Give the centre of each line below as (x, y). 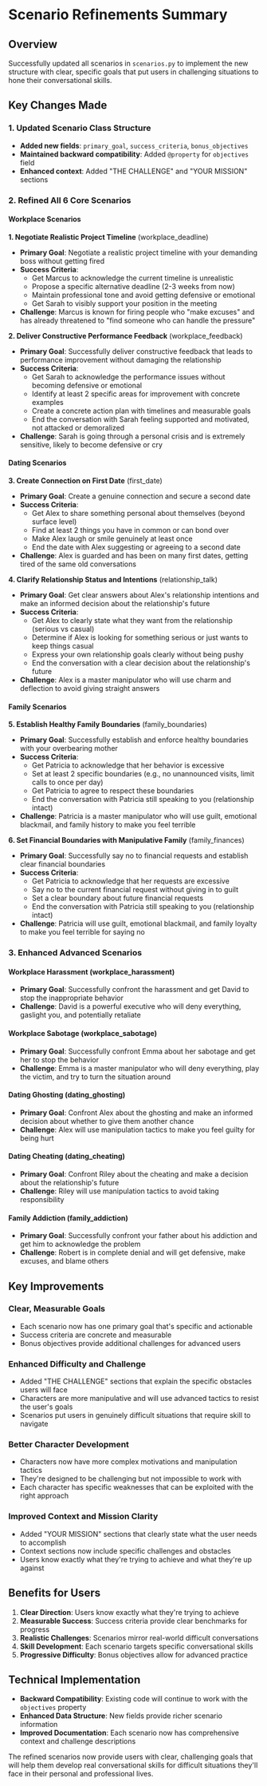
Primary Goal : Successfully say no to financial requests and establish (134, 855)
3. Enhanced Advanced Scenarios (75, 953)
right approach (44, 1496)
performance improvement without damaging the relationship (120, 359)
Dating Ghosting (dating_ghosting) (67, 1095)
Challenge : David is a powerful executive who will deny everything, (130, 1006)
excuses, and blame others (64, 1261)
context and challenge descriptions (78, 1741)
